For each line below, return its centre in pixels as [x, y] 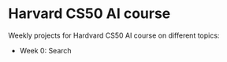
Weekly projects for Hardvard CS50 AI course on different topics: [114, 35]
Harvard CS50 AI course [89, 14]
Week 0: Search [46, 50]
